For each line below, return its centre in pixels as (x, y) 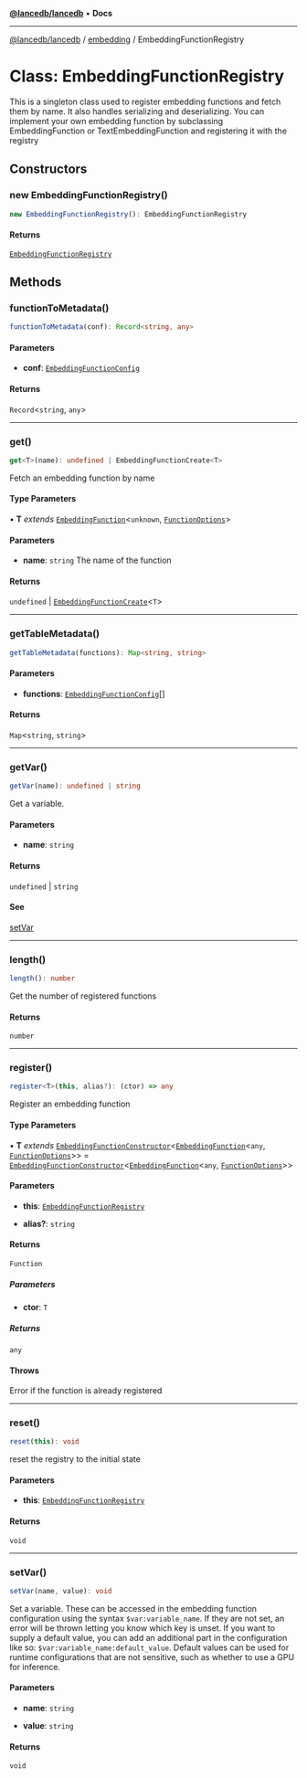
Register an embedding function (70, 1104)
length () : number (42, 979)
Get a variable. (37, 804)
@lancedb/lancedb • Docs (61, 13)
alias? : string (49, 1223)
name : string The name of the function (97, 560)
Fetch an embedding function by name (82, 478)
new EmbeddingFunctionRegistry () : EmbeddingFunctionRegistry (128, 214)
